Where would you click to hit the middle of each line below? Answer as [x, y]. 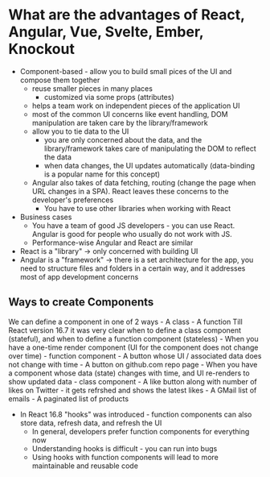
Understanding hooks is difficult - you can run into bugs [125, 448]
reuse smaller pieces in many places [92, 88]
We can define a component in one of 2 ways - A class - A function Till [125, 321]
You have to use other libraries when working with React [137, 208]
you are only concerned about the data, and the [123, 139]
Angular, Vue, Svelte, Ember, [106, 32]
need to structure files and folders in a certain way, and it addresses [133, 268]
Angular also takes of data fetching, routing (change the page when [144, 182]
